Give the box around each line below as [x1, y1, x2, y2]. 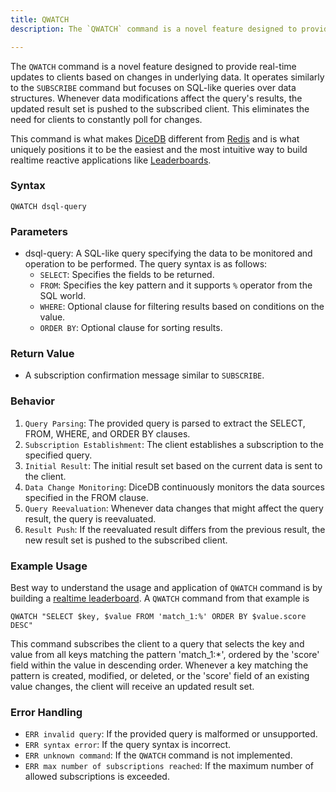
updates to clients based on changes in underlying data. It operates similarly [10, 71, 325, 83]
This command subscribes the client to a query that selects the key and [10, 637, 305, 650]
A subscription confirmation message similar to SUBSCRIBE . [24, 369, 265, 381]
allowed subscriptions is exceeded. [24, 771, 170, 783]
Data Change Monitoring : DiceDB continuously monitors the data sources [24, 481, 325, 493]
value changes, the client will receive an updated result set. [10, 680, 255, 692]
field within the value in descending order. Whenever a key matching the [10, 659, 309, 671]
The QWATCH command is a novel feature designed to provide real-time [10, 60, 297, 72]
